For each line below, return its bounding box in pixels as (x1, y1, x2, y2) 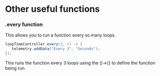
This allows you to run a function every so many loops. (5, 32, 116, 38)
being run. (5, 65, 26, 71)
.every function (5, 21, 43, 28)
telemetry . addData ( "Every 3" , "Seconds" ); (11, 46, 100, 51)
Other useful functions (5, 3, 100, 15)
